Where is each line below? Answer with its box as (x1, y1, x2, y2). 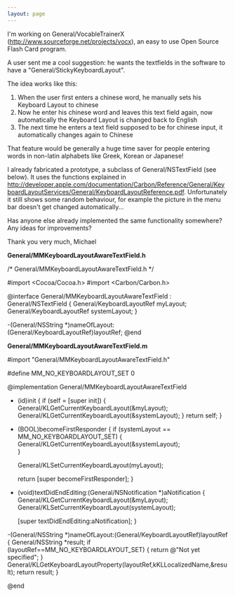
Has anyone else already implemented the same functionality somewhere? (7, 216, 222, 225)
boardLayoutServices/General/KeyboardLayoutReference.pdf (7, 187, 184, 196)
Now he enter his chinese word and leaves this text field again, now (17, 108, 213, 116)
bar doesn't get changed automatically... (7, 202, 124, 211)
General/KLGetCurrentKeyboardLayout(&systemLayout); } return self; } (17, 411, 222, 420)
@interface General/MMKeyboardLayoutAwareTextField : (7, 291, 172, 300)
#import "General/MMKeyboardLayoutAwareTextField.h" (7, 355, 170, 363)
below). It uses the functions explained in (7, 172, 126, 181)
